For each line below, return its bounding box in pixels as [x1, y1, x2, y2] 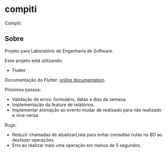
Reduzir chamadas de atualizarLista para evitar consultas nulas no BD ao [11, 131, 162, 137]
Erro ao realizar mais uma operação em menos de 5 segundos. [11, 142, 141, 148]
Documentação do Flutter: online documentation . [4, 76, 106, 83]
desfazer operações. [11, 136, 55, 143]
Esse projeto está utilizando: [4, 57, 63, 63]
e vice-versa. [11, 112, 39, 118]
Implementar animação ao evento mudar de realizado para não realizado [11, 106, 162, 113]
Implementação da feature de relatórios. [11, 101, 95, 107]
